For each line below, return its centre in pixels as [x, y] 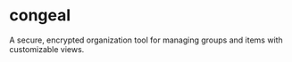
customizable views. [47, 49]
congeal [40, 15]
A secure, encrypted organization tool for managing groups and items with [146, 40]
